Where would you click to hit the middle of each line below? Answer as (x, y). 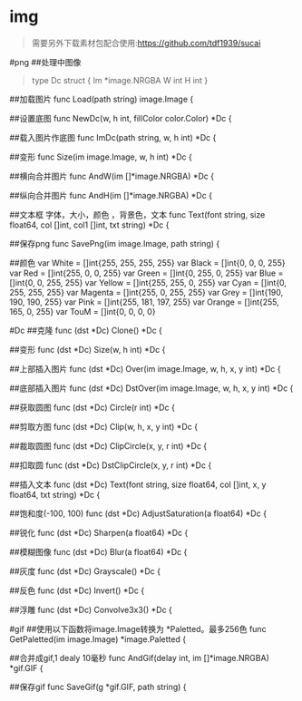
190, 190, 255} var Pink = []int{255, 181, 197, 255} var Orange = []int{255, (144, 302)
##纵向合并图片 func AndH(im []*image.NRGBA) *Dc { (111, 195)
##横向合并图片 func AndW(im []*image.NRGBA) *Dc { (112, 176)
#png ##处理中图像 (45, 62)
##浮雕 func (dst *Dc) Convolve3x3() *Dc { (91, 609)
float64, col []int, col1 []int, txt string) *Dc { (89, 225)
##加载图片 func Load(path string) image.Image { (102, 99)
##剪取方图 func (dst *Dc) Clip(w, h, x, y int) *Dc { (103, 426)
